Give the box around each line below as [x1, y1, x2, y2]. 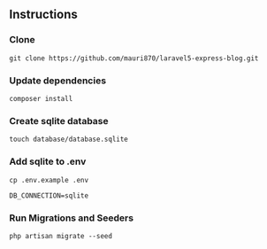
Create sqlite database [9, 114, 109, 127]
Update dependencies [9, 74, 107, 87]
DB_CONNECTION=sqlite [9, 191, 89, 200]
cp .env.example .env [9, 175, 89, 184]
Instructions [9, 7, 78, 22]
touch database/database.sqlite [9, 135, 128, 144]
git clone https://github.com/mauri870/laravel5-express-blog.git [9, 53, 259, 63]
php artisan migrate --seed [9, 231, 113, 240]
